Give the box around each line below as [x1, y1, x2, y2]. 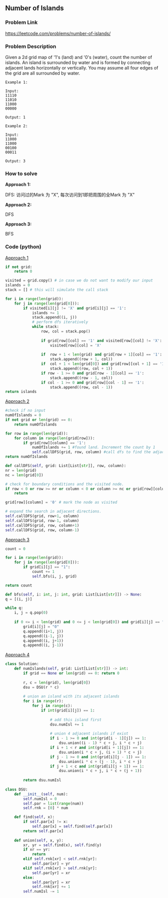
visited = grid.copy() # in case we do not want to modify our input [5, 278, 153, 283]
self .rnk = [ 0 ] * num [23, 805, 68, 810]
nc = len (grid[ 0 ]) [5, 472, 43, 477]
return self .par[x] [23, 828, 64, 833]
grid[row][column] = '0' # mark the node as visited [5, 500, 117, 505]
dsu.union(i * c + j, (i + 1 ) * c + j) [58, 749, 142, 754]
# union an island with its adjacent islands [23, 694, 120, 699]
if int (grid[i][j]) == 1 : [40, 708, 95, 713]
